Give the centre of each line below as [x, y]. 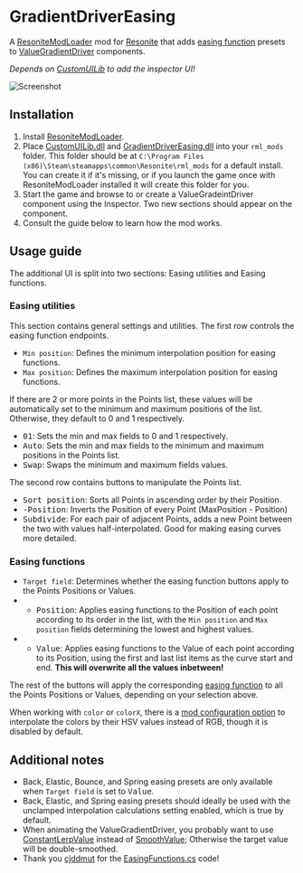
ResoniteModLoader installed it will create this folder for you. [136, 184]
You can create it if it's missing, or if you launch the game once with [149, 174]
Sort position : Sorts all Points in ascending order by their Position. [152, 500]
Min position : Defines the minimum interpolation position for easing [149, 352]
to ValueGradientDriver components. [78, 51]
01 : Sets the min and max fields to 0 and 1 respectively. [125, 436]
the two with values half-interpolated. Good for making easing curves [152, 528]
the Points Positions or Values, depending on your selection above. [134, 695]
